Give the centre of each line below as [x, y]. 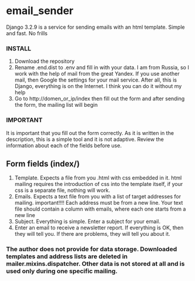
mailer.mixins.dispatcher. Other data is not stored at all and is [95, 264]
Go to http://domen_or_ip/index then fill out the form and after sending [100, 99]
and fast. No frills [27, 33]
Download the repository [45, 61]
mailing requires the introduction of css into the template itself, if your [99, 184]
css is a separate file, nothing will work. [62, 190]
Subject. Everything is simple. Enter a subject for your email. [87, 222]
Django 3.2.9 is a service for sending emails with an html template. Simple [95, 27]
